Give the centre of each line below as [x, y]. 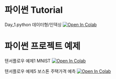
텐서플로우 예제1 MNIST [28, 61]
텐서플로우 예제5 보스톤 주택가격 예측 [40, 71]
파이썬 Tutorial [34, 10]
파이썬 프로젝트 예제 [43, 46]
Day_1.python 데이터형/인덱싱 [33, 25]
